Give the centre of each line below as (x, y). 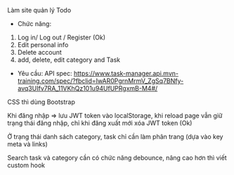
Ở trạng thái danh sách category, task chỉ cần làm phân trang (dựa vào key (115, 137)
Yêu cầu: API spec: (45, 73)
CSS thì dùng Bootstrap (41, 102)
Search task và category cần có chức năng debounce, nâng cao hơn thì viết (117, 158)
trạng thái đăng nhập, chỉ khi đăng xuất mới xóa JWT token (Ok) (100, 123)
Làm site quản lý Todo (39, 10)
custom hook (26, 165)
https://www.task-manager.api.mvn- (126, 73)
